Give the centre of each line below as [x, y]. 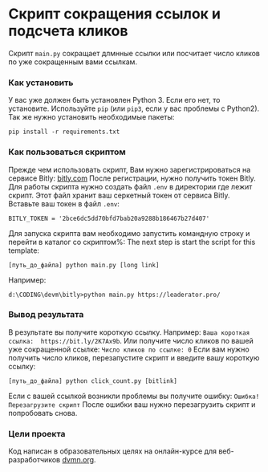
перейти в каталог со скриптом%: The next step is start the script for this [132, 242]
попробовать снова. [43, 413]
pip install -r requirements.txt [64, 132]
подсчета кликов [68, 31]
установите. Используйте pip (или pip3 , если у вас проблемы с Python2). [134, 108]
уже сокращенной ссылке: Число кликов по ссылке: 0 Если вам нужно [129, 349]
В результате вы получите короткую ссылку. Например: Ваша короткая [129, 332]
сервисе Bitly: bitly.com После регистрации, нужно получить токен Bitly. [132, 178]
